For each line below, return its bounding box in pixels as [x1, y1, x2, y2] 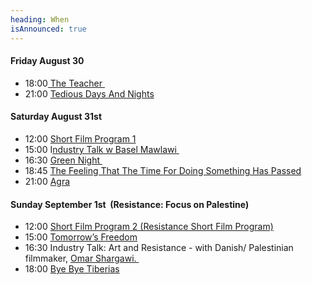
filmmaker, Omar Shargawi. [24, 252, 137, 265]
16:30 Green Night [24, 154, 101, 166]
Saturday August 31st [10, 111, 103, 123]
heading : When [10, 14, 70, 25]
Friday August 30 [10, 55, 85, 67]
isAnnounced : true [10, 24, 87, 34]
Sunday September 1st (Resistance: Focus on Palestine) [10, 198, 250, 210]
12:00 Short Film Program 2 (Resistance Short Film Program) [24, 221, 274, 233]
